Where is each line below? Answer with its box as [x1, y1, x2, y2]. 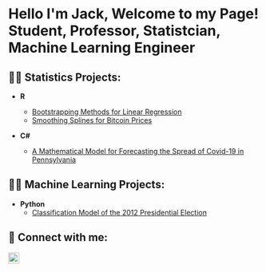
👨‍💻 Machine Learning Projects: [8, 178, 165, 191]
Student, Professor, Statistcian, [8, 22, 221, 40]
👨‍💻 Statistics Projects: [8, 70, 121, 84]
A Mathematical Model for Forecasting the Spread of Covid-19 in [31, 147, 244, 156]
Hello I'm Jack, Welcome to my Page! [8, 5, 260, 23]
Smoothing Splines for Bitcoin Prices [31, 116, 153, 124]
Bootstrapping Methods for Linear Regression [31, 107, 182, 116]
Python [19, 199, 46, 208]
